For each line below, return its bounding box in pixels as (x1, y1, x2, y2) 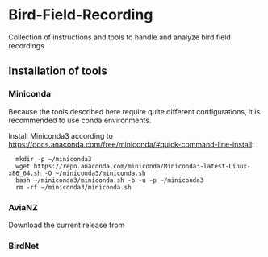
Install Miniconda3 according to (8, 131, 113, 140)
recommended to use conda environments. (8, 115, 152, 125)
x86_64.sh (8, 169, 42, 177)
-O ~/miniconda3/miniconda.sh (44, 169, 147, 177)
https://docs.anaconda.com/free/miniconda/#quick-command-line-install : (8, 139, 254, 149)
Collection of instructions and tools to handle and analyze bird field (8, 32, 232, 42)
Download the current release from (8, 220, 125, 230)
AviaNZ (8, 201, 39, 213)
